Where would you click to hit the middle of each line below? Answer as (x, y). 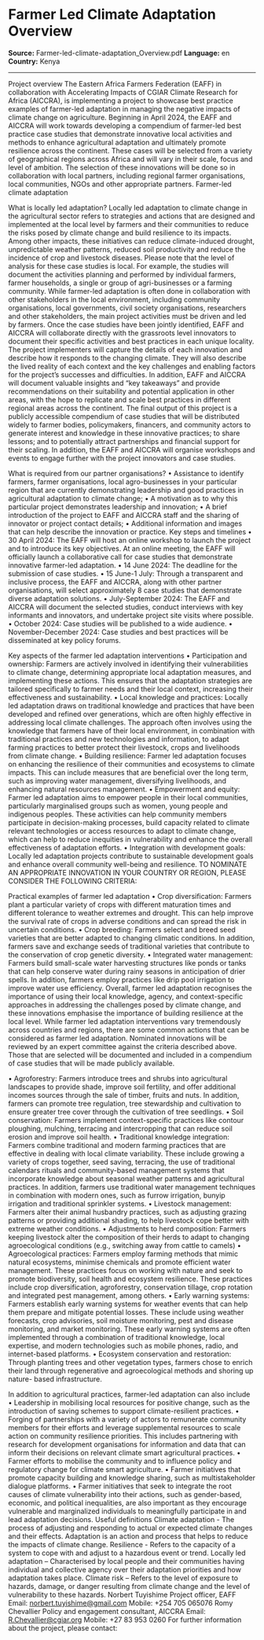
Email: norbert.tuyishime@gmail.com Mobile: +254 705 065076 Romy (121, 1603)
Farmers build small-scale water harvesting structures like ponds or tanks (127, 963)
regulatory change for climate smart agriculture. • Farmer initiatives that (125, 1469)
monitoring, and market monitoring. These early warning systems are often (129, 1329)
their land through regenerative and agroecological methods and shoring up (131, 1370)
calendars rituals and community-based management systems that (117, 1170)
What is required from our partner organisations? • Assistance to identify (126, 473)
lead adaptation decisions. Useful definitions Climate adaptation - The (121, 1519)
